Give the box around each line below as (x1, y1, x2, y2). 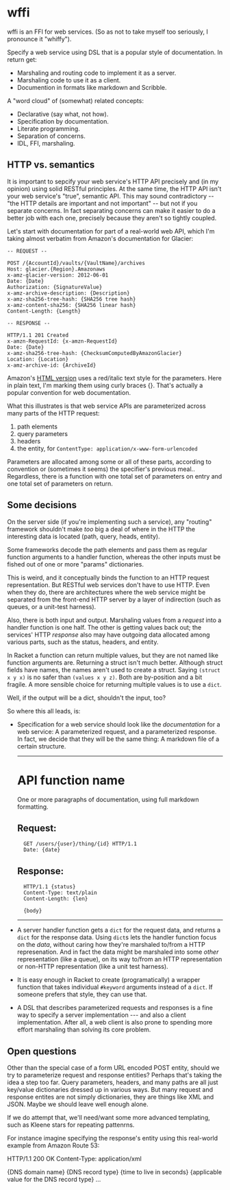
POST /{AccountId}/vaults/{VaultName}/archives (7, 260, 146, 266)
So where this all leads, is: (7, 707, 81, 715)
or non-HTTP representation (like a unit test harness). (16, 963, 169, 971)
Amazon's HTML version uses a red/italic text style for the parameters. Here (7, 374, 222, 382)
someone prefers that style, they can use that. (16, 990, 147, 998)
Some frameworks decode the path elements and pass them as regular (7, 545, 207, 553)
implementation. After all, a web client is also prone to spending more (16, 1018, 213, 1027)
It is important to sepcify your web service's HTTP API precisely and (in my (7, 177, 219, 185)
